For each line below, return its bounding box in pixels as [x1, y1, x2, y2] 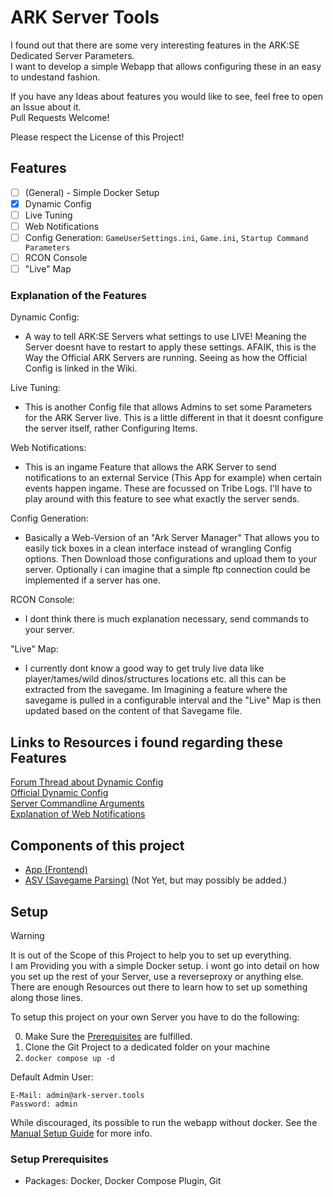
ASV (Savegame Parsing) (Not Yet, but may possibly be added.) [24, 874, 288, 886]
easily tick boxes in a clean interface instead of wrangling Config [24, 542, 292, 555]
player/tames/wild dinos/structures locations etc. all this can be [24, 673, 287, 685]
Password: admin [10, 1099, 78, 1109]
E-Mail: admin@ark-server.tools [10, 1090, 145, 1100]
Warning [10, 929, 45, 941]
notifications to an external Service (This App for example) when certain [24, 472, 322, 484]
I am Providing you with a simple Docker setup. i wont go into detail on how [10, 959, 320, 971]
